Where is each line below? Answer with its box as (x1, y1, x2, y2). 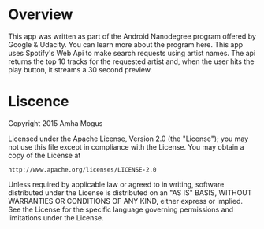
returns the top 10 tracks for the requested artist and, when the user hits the (8, 57, 255, 66)
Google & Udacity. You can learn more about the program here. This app (8, 39, 244, 49)
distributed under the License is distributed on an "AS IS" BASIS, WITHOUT (8, 187, 252, 198)
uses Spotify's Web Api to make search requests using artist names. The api (8, 48, 256, 57)
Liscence (8, 93, 69, 111)
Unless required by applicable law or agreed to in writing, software (8, 179, 225, 189)
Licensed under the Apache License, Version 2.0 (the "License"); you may (8, 134, 249, 143)
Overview (8, 6, 73, 24)
